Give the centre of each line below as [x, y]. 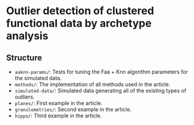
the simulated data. [38, 78]
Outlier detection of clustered [80, 11]
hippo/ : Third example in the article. [58, 116]
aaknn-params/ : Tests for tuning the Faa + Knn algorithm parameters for [101, 72]
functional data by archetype [79, 23]
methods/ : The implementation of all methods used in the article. [92, 84]
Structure [24, 57]
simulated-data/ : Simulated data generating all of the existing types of [100, 91]
